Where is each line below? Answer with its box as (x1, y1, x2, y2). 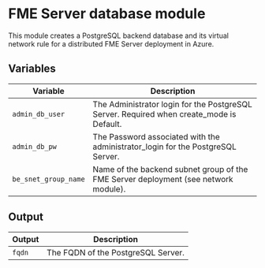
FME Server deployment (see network (92, 173, 234, 184)
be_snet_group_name (12, 174, 85, 184)
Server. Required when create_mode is (92, 108, 237, 119)
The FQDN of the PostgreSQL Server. (47, 247, 185, 258)
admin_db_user (12, 110, 65, 118)
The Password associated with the (92, 131, 221, 142)
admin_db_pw (12, 142, 58, 151)
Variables (8, 62, 57, 76)
